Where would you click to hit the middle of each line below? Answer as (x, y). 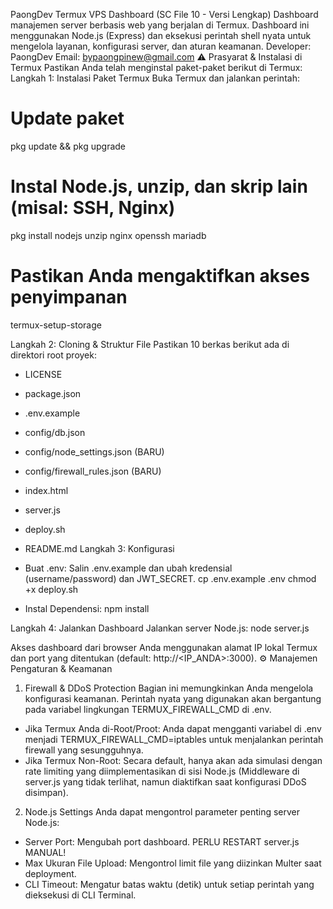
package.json (53, 393)
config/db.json (55, 432)
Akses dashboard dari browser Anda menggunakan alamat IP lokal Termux (164, 647)
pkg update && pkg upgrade (68, 146)
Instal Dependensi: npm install (87, 608)
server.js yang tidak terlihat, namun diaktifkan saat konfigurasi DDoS (165, 781)
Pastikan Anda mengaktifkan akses (160, 276)
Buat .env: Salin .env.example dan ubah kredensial (128, 568)
